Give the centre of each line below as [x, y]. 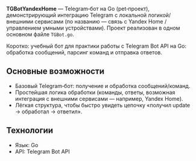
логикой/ [160, 15]
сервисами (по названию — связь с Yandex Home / [101, 21]
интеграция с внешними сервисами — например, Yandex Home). [99, 98]
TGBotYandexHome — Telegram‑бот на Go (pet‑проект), [78, 9]
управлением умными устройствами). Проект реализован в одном [93, 28]
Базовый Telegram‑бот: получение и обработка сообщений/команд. [103, 86]
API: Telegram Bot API [43, 151]
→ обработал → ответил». [49, 112]
